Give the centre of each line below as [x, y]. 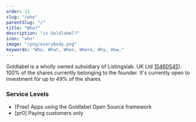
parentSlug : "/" [26, 22]
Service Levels [27, 94]
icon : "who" [20, 39]
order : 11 [18, 11]
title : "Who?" [23, 28]
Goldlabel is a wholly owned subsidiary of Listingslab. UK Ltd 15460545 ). [94, 66]
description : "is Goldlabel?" [43, 33]
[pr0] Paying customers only [49, 113]
